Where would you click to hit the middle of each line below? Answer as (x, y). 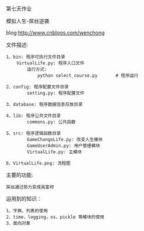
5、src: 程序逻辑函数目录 (34, 133)
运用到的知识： (24, 199)
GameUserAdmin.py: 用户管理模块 (64, 146)
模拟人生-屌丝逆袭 (28, 21)
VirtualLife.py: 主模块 (55, 152)
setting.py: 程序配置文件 (56, 93)
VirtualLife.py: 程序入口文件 (50, 63)
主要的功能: (20, 175)
